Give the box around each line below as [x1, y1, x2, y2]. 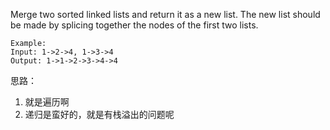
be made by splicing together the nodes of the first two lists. [10, 19, 259, 31]
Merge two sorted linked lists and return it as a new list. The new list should [10, 9, 321, 20]
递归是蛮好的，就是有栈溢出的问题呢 [24, 109, 175, 120]
